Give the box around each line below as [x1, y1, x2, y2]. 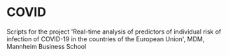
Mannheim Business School [6, 42, 87, 50]
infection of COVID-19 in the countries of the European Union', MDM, [6, 34, 205, 43]
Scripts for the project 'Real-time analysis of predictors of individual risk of [6, 27, 222, 36]
